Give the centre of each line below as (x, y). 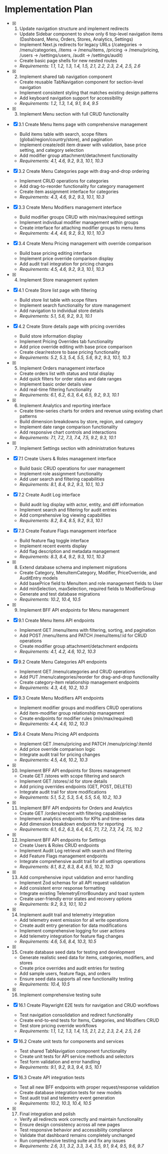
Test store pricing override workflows (58, 1025)
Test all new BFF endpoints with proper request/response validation (89, 1087)
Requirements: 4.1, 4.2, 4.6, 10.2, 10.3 (57, 651)
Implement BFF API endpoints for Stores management (75, 771)
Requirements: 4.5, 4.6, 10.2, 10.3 (54, 759)
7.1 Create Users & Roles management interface (67, 458)
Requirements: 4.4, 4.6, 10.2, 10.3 (54, 724)
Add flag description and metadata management (69, 551)
